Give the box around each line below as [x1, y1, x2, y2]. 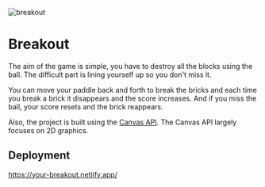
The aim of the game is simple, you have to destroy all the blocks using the [8, 61, 253, 71]
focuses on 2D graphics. [8, 125, 89, 135]
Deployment [8, 149, 71, 162]
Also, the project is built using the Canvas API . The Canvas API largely [8, 117, 237, 127]
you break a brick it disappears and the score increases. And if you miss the [8, 93, 257, 103]
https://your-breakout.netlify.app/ [8, 170, 117, 179]
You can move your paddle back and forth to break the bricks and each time [8, 85, 258, 94]
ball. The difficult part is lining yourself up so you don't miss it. [8, 70, 212, 79]
